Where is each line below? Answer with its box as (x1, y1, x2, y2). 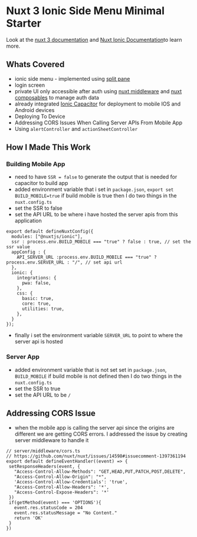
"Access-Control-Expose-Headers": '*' (14, 489, 110, 495)
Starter (6, 17, 41, 30)
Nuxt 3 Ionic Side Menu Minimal (6, 4, 165, 18)
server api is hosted (14, 338, 63, 345)
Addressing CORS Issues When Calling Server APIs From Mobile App (14, 119, 183, 126)
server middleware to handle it (14, 436, 89, 443)
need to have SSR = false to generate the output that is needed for (14, 173, 178, 180)
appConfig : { (11, 249, 46, 255)
